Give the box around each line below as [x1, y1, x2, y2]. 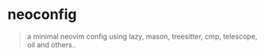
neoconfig [7, 6, 77, 24]
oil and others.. [26, 39, 76, 49]
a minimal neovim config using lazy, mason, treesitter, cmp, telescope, [26, 32, 258, 41]
